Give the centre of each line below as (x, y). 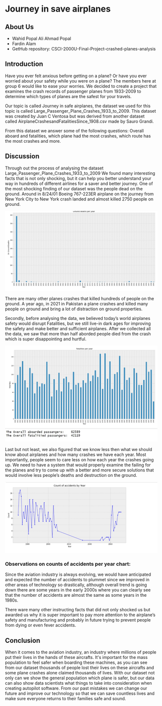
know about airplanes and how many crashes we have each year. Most (76, 454)
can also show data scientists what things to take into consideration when (79, 683)
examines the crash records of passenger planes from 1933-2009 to (73, 91)
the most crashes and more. (33, 141)
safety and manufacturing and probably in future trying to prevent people (78, 620)
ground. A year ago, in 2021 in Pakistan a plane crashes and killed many (77, 303)
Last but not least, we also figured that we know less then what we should (79, 450)
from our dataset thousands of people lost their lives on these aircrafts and (80, 668)
